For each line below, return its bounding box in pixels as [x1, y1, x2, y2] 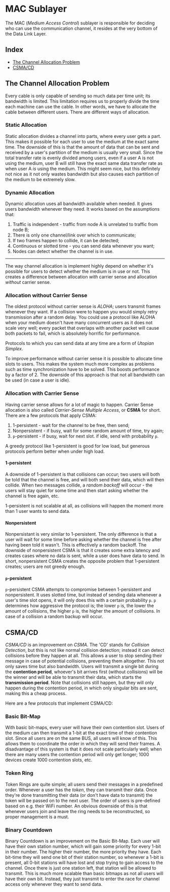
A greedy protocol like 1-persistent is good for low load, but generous [5, 443, 150, 449]
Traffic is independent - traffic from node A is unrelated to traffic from [12, 221, 158, 227]
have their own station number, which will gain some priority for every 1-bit [5, 843, 161, 850]
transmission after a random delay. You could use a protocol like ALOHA [5, 314, 155, 321]
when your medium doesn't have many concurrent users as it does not [5, 320, 153, 326]
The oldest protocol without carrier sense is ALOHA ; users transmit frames [5, 303, 161, 309]
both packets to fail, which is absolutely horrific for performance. [5, 330, 141, 336]
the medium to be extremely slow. [5, 176, 76, 182]
